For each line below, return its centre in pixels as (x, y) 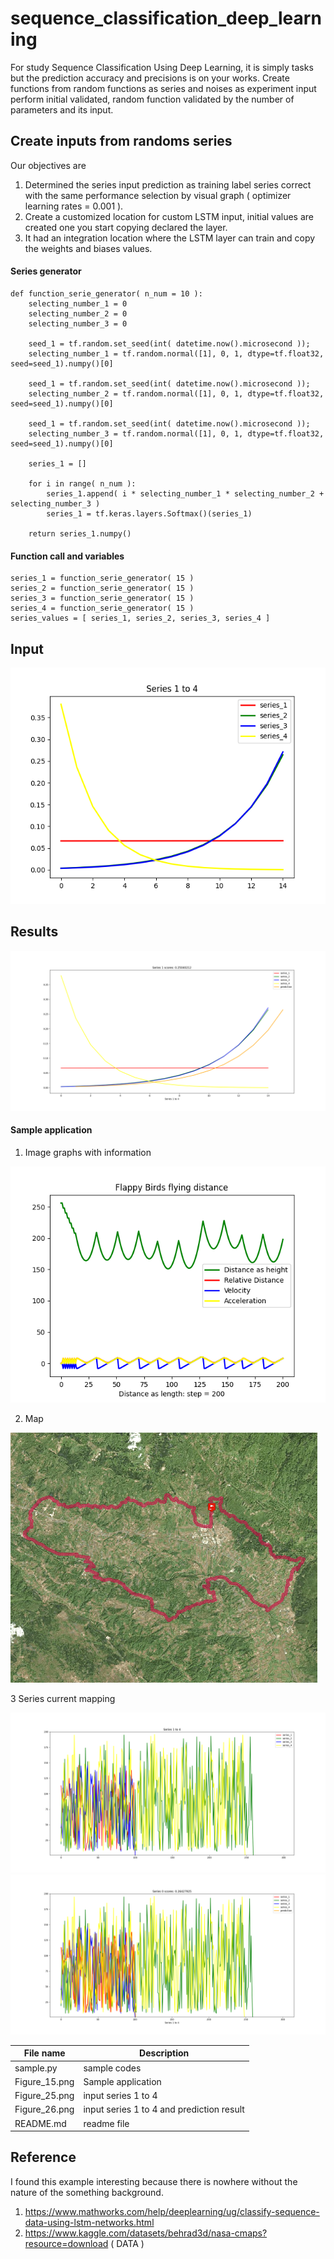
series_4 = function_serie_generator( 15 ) (102, 608)
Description (164, 2053)
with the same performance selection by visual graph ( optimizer (158, 195)
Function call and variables (67, 556)
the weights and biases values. (88, 248)
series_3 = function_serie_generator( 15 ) (102, 598)
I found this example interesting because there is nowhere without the (154, 2181)
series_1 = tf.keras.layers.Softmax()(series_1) (149, 513)
